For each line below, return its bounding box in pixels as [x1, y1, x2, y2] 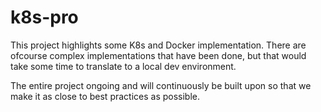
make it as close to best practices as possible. [10, 90, 201, 102]
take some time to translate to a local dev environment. [10, 60, 237, 72]
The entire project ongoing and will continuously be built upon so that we [10, 79, 312, 91]
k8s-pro [10, 6, 79, 29]
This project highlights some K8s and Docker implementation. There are [10, 39, 307, 51]
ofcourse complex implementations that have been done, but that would [10, 49, 307, 61]
